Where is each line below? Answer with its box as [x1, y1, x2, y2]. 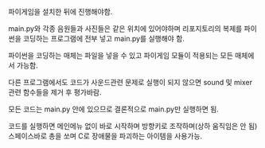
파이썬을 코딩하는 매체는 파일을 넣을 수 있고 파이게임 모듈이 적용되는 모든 [8, 51, 233, 60]
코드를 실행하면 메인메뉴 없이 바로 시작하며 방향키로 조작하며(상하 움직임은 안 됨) [8, 122, 258, 130]
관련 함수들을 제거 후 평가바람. [8, 88, 102, 97]
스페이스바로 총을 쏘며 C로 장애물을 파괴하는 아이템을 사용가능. [8, 131, 203, 141]
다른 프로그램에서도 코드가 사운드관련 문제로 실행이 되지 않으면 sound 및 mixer [8, 78, 253, 87]
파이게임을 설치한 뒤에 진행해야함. [8, 7, 113, 16]
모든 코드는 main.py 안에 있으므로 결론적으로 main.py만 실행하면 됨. [8, 104, 219, 114]
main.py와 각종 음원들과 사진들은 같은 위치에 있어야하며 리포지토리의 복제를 [8, 24, 243, 33]
